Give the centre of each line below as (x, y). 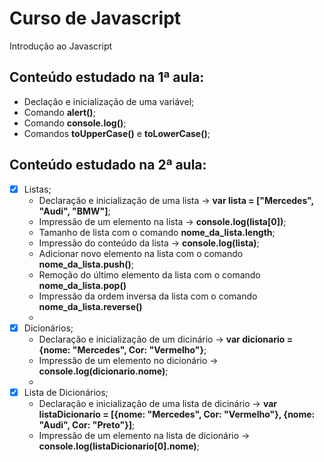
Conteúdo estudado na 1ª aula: (107, 77)
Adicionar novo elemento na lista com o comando (141, 253)
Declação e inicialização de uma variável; (109, 101)
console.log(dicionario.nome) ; (103, 371)
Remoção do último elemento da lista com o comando (149, 274)
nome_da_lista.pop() (82, 285)
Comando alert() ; (59, 112)
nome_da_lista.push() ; (86, 264)
